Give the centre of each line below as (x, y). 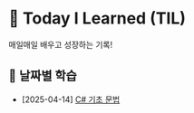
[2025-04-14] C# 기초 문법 (71, 99)
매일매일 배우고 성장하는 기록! (61, 44)
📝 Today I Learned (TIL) (97, 19)
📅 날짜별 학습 (43, 76)
